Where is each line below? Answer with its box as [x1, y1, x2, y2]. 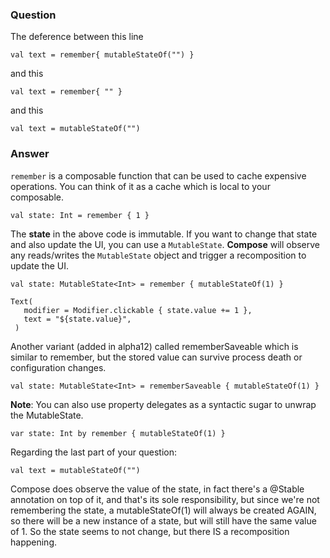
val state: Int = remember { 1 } [10, 210, 150, 220]
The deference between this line [10, 31, 144, 43]
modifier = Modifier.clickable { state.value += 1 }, [23, 305, 253, 315]
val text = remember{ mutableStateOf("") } [10, 50, 195, 60]
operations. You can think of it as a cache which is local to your [10, 180, 271, 192]
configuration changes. [10, 361, 107, 373]
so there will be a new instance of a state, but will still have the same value [10, 514, 317, 527]
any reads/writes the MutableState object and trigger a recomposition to [10, 249, 307, 261]
